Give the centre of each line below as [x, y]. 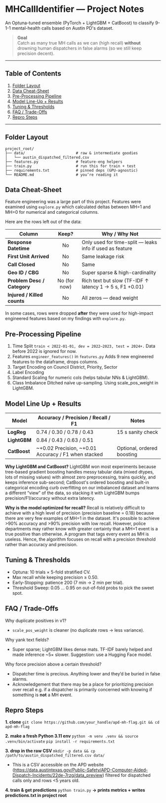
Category [19, 287]
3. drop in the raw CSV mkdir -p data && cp [50, 751]
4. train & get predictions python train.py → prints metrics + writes [75, 790]
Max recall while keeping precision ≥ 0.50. [55, 577]
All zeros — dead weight [110, 298]
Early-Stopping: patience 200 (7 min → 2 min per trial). [68, 582]
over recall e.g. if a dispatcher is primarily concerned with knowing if [82, 689]
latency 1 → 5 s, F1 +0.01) [113, 287]
